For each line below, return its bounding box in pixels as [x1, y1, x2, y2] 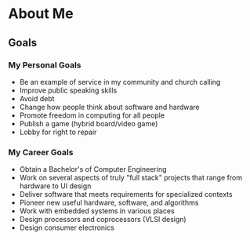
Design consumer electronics [19, 223, 115, 232]
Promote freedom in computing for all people [19, 111, 165, 120]
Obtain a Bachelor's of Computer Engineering [19, 165, 167, 174]
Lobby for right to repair [19, 127, 97, 136]
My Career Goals [8, 147, 74, 158]
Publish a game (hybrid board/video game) [19, 118, 158, 128]
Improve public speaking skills [19, 85, 118, 95]
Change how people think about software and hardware [19, 102, 200, 111]
